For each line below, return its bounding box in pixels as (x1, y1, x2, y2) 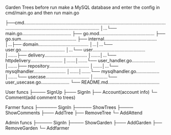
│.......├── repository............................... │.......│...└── (5, 63, 118, 69)
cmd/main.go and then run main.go (5, 10, 80, 16)
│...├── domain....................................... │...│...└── (5, 41, 113, 47)
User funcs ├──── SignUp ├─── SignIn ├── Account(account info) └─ (5, 89, 157, 95)
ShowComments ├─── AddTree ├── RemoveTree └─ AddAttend (5, 110, 143, 116)
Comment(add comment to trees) (5, 94, 76, 100)
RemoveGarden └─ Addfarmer (5, 125, 69, 131)
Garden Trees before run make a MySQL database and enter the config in (5, 5, 160, 10)
